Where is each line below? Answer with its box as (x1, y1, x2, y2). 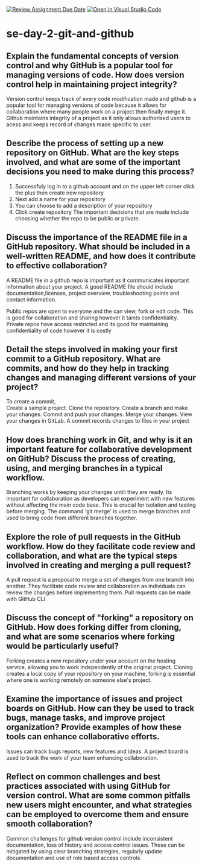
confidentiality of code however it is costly (6, 327, 112, 334)
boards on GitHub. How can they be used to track (6, 704, 195, 714)
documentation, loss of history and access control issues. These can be (6, 841, 185, 848)
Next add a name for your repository (14, 195, 106, 202)
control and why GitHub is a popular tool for (6, 60, 174, 71)
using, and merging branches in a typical (6, 463, 163, 473)
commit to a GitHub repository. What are (6, 354, 161, 364)
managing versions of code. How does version (6, 69, 185, 80)
